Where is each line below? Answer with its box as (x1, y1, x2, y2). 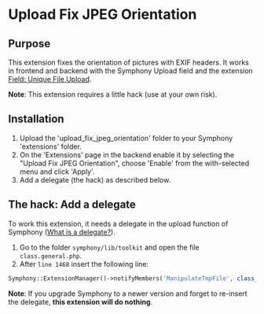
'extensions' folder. (19, 142, 82, 151)
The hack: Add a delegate (8, 198, 136, 212)
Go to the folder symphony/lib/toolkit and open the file (19, 242, 200, 252)
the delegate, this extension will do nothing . (8, 297, 153, 306)
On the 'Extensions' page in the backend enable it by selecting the (19, 150, 234, 159)
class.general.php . (19, 250, 82, 260)
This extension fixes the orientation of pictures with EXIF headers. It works (8, 57, 249, 67)
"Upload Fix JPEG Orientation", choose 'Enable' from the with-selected (19, 158, 250, 168)
